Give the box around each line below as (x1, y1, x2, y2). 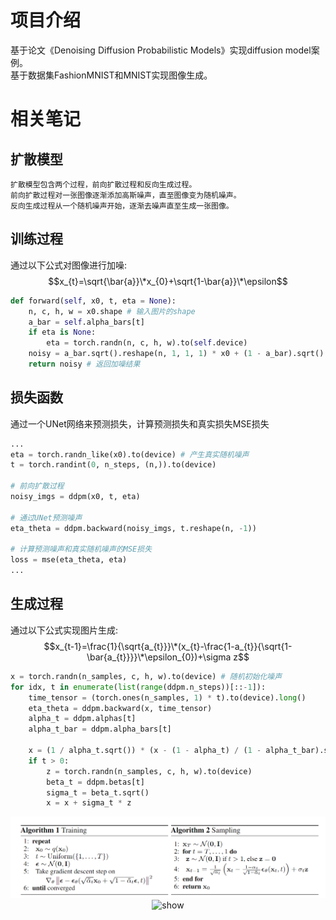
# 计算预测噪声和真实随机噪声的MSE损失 (10, 544, 153, 555)
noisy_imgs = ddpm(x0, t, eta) (10, 492, 141, 502)
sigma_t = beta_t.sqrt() (46, 787, 150, 798)
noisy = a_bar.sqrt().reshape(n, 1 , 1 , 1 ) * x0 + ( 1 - (28, 349, 262, 359)
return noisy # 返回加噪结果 (28, 359, 141, 369)
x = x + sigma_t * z (46, 798, 132, 808)
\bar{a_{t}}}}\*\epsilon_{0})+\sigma (86, 651, 232, 663)
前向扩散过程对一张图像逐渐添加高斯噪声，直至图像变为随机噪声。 (10, 190, 242, 200)
